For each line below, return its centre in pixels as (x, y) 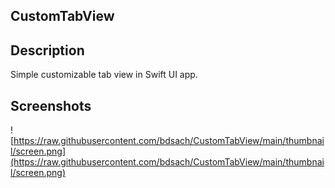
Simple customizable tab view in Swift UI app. (104, 75)
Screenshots (51, 105)
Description (47, 50)
